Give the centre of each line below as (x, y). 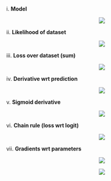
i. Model (17, 9)
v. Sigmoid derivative (33, 102)
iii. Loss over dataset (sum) (41, 55)
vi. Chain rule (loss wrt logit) (42, 125)
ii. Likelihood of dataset (36, 32)
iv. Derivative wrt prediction (42, 79)
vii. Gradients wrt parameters (44, 149)
